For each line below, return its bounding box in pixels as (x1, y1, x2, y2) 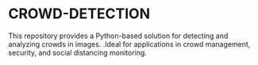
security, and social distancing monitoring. (8, 48, 147, 57)
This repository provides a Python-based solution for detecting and (8, 31, 229, 40)
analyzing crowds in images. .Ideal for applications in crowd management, (8, 39, 251, 48)
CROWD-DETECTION (8, 5, 151, 23)
